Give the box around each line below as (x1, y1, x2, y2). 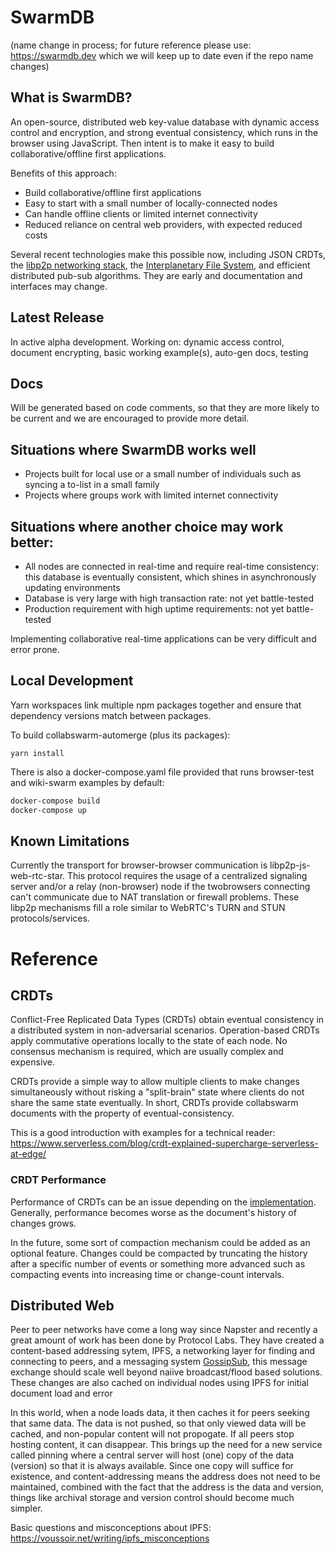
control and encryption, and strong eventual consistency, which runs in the (10, 126, 319, 138)
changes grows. (10, 1217, 77, 1229)
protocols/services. (10, 912, 90, 925)
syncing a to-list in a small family (24, 479, 160, 491)
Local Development (10, 672, 134, 690)
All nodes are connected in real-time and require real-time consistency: (24, 561, 319, 572)
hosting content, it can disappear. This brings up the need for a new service (10, 1439, 323, 1451)
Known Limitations (10, 832, 130, 850)
